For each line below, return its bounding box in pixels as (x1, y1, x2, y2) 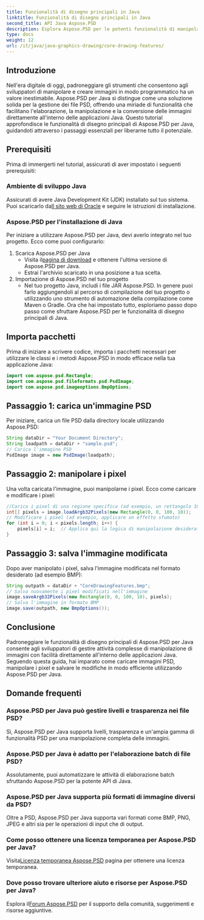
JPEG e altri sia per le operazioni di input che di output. (6, 820, 144, 828)
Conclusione (6, 622, 56, 632)
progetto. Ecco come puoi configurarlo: (6, 238, 105, 245)
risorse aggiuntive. (6, 907, 53, 914)
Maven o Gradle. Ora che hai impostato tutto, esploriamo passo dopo (24, 302, 197, 309)
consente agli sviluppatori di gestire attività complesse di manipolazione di (6, 645, 192, 652)
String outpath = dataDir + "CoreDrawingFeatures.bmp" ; (6, 583, 151, 589)
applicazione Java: (6, 361, 53, 368)
